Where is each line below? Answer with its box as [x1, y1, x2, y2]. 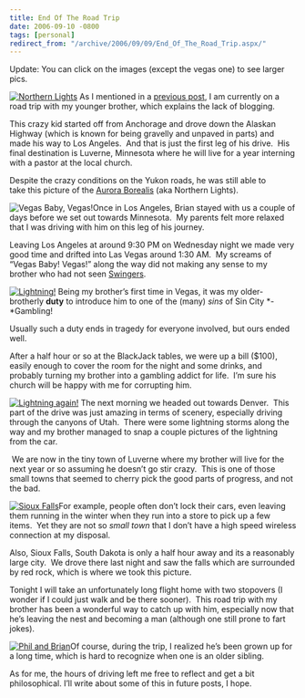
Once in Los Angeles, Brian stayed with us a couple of [92, 203, 296, 214]
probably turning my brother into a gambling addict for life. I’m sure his [9, 370, 277, 381]
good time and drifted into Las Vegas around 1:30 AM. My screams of [9, 249, 272, 260]
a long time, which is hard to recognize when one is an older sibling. [9, 651, 265, 662]
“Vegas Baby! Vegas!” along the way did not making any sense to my [9, 259, 268, 270]
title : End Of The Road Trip [9, 13, 120, 23]
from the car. [9, 436, 58, 447]
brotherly [9, 296, 44, 307]
